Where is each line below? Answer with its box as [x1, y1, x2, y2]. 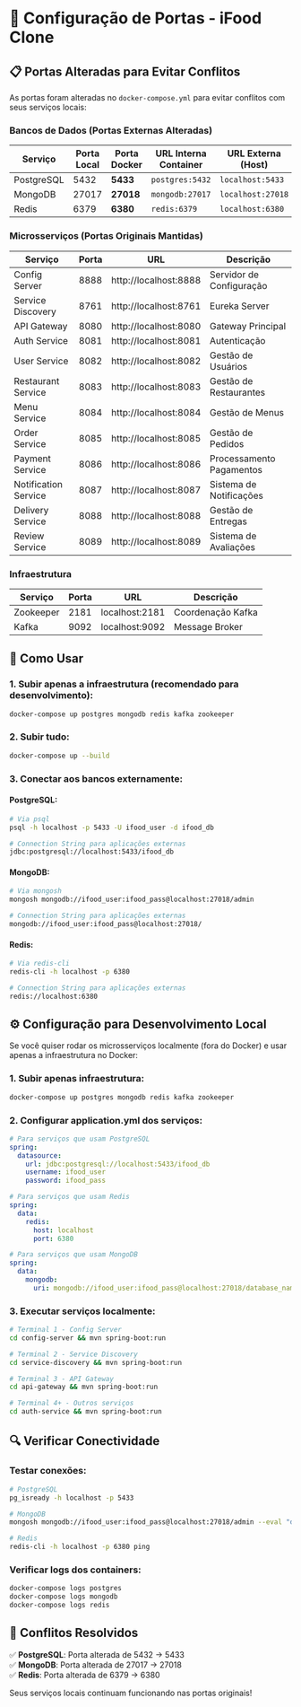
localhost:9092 [100, 620, 166, 633]
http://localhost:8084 [111, 406, 202, 418]
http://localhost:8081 [111, 334, 202, 346]
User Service [13, 355, 69, 367]
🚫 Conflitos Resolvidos [9, 1625, 139, 1641]
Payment [13, 452, 51, 465]
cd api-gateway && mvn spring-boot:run [9, 1382, 159, 1392]
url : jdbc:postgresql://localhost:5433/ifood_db [25, 1160, 211, 1169]
